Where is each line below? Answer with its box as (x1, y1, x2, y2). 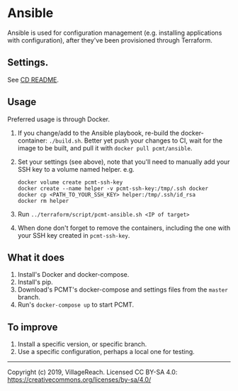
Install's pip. (17, 278, 53, 287)
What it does (7, 251, 65, 263)
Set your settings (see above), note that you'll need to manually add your (17, 158, 230, 166)
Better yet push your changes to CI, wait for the (84, 136, 223, 145)
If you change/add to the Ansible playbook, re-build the (17, 128, 179, 137)
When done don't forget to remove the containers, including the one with (17, 224, 231, 232)
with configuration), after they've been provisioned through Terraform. (7, 35, 212, 44)
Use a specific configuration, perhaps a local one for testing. (17, 348, 195, 356)
